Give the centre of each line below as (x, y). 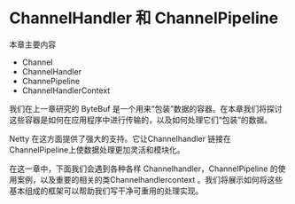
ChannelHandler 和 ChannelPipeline (144, 18)
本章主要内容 (32, 44)
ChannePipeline (51, 81)
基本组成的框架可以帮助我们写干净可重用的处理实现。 (106, 191)
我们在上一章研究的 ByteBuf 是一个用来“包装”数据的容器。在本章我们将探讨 (146, 108)
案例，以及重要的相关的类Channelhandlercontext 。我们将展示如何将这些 (150, 179)
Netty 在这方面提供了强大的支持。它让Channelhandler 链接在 (120, 138)
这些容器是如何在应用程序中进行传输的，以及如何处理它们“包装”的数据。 (141, 120)
